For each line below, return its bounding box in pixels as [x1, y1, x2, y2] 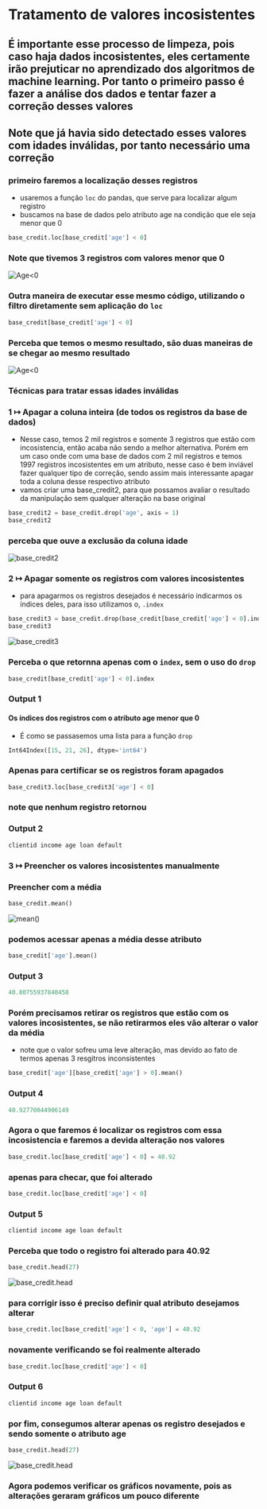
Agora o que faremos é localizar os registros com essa [8, 1125, 222, 1136]
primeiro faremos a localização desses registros [8, 175, 199, 186]
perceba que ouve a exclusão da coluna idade [8, 535, 188, 546]
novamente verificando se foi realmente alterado [8, 1344, 201, 1356]
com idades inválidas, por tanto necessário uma [8, 138, 250, 152]
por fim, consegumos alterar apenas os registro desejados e [8, 1418, 246, 1429]
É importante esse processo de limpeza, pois [8, 37, 235, 51]
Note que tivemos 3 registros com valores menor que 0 [8, 253, 225, 264]
